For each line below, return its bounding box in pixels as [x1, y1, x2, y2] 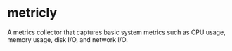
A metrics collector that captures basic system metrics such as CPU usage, [7, 28, 226, 36]
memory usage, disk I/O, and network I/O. [7, 35, 128, 43]
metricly [7, 5, 58, 21]
